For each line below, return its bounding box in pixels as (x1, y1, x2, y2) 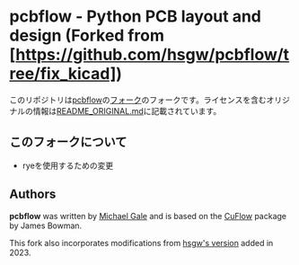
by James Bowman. (9, 220, 83, 231)
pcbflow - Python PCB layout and (9, 6, 262, 27)
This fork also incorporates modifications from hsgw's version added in (9, 237, 274, 248)
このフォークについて (9, 135, 128, 150)
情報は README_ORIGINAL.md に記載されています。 (32, 105, 222, 116)
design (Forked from (9, 25, 164, 46)
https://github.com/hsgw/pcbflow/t (15, 45, 290, 65)
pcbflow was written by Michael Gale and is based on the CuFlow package (9, 210, 287, 221)
